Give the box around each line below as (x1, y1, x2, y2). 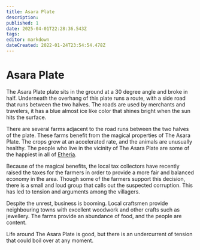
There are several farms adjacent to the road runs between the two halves (6, 125, 189, 132)
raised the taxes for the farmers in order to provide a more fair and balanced (6, 169, 195, 176)
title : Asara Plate (6, 8, 55, 15)
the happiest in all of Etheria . (6, 151, 77, 158)
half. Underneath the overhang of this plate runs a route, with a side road (6, 94, 186, 102)
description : (6, 14, 39, 20)
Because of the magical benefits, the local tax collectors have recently (6, 162, 180, 169)
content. (6, 219, 27, 226)
